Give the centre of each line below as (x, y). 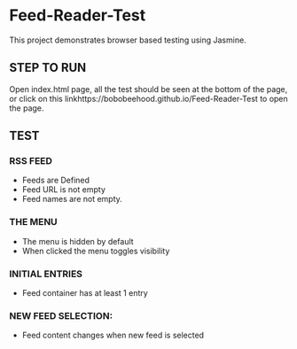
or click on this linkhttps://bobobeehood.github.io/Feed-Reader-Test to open (148, 98)
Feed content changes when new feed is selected (113, 335)
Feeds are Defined (56, 180)
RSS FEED (31, 161)
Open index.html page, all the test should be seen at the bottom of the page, (148, 89)
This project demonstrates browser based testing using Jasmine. (128, 40)
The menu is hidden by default (78, 241)
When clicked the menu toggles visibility (96, 251)
